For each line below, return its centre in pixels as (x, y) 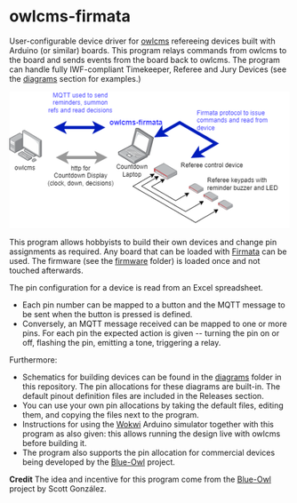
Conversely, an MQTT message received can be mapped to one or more (154, 323)
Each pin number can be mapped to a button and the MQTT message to (154, 305)
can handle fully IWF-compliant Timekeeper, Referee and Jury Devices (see (148, 69)
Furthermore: (33, 359)
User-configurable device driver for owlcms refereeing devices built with (142, 41)
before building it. (54, 443)
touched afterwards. (46, 270)
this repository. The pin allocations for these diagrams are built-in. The (151, 386)
